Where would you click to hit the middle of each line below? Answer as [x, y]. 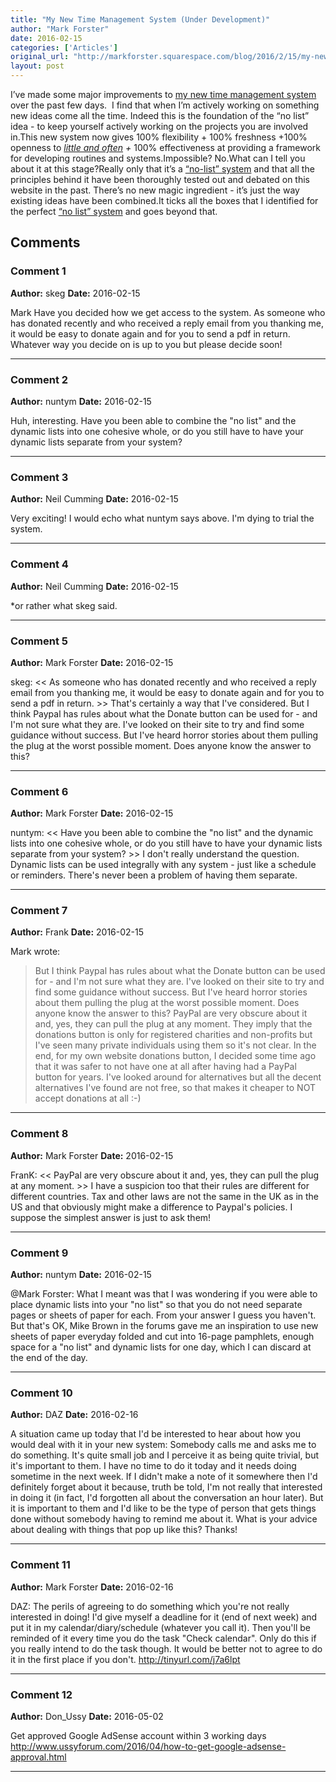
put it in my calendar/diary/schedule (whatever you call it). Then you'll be [161, 1627]
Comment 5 [39, 641]
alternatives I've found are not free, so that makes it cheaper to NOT [175, 1088]
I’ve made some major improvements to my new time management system [163, 94]
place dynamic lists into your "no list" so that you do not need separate [156, 1305]
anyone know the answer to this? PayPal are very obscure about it [171, 1013]
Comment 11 [40, 1565]
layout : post [37, 66]
